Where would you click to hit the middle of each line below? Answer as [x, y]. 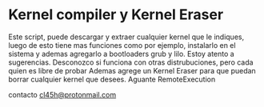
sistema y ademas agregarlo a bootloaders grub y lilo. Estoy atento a [121, 53]
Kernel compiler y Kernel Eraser [116, 15]
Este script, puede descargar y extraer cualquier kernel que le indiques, [126, 37]
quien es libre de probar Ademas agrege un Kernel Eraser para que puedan [132, 70]
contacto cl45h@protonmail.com [62, 94]
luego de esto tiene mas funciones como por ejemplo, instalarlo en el [122, 45]
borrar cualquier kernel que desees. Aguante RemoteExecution [112, 79]
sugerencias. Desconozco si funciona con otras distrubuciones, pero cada [131, 62]
